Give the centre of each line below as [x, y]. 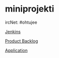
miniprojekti [30, 9]
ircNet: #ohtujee [21, 22]
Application [16, 50]
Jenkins [13, 31]
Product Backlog [22, 41]
